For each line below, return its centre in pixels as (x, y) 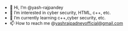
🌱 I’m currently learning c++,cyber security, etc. (58, 18)
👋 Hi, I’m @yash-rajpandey (36, 8)
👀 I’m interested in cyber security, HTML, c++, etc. (60, 13)
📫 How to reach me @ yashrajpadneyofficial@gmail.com (66, 23)
